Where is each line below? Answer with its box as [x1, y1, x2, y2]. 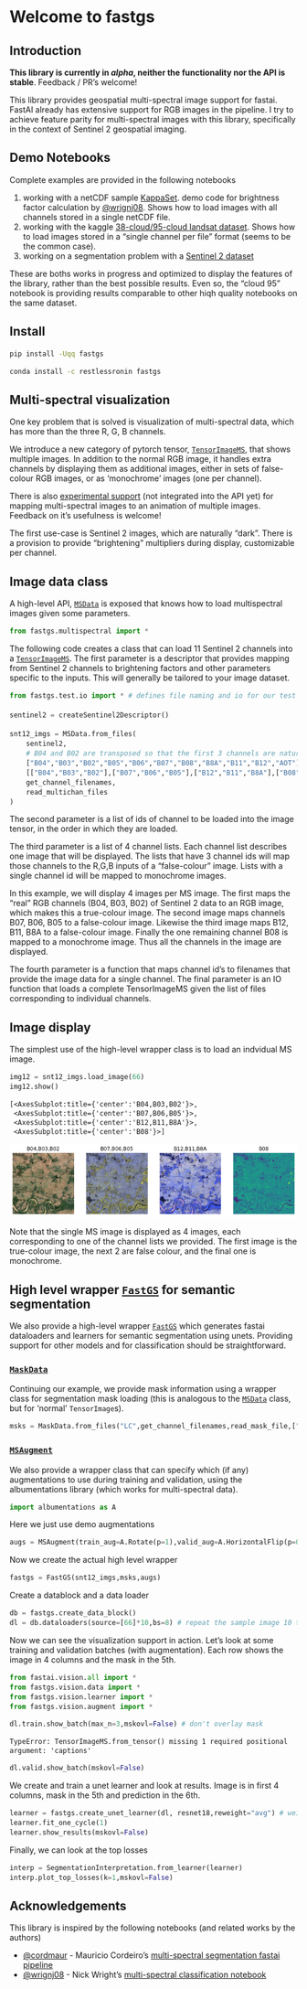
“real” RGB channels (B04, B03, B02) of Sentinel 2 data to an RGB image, [9, 898, 285, 909]
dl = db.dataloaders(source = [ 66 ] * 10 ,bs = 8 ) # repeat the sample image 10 [9, 1619, 292, 1628]
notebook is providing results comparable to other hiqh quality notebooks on [9, 287, 298, 298]
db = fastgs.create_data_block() [9, 1609, 137, 1618]
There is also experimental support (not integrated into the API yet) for [9, 491, 274, 502]
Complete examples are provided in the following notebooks [9, 174, 236, 185]
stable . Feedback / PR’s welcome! [9, 77, 138, 88]
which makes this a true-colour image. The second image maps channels [9, 907, 286, 918]
